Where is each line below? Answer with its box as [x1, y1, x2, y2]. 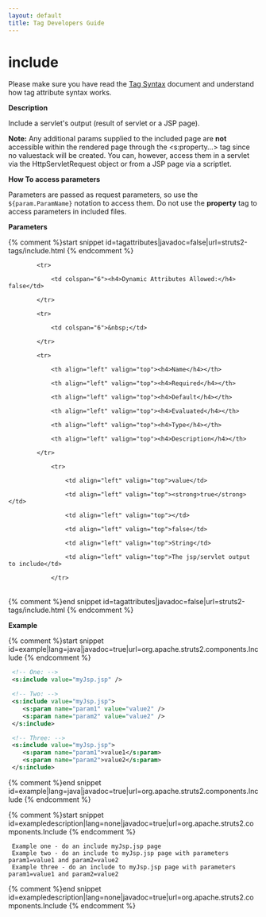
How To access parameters [8, 175, 101, 184]
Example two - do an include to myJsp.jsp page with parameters [11, 849, 229, 857]
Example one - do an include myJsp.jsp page [11, 842, 161, 850]
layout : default [8, 11, 62, 20]
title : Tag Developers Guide [8, 19, 105, 27]
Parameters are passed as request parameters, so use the [8, 190, 199, 199]
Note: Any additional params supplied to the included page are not [8, 134, 227, 144]
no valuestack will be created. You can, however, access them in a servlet [8, 151, 250, 160]
